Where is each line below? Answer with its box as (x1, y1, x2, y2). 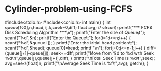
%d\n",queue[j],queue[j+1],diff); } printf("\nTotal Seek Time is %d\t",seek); (5, 55, 155, 61)
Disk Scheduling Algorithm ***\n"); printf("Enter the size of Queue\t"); (5, 29, 146, 35)
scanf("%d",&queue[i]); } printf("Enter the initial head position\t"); (5, 40, 137, 45)
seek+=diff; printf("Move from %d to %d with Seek (51, 50, 154, 56)
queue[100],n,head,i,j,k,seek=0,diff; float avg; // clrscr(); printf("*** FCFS (5, 24, 153, 30)
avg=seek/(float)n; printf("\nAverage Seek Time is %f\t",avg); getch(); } (5, 60, 149, 66)
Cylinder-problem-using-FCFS (5, 3, 133, 14)
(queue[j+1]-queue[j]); (5, 50, 50, 56)
